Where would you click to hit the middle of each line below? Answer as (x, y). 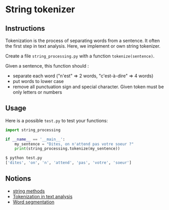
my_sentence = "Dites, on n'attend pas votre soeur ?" (74, 144)
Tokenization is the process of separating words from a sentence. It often (83, 40)
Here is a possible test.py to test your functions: (57, 120)
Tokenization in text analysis (43, 196)
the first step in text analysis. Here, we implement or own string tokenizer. (83, 46)
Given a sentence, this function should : (47, 66)
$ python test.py (24, 158)
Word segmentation (34, 202)
